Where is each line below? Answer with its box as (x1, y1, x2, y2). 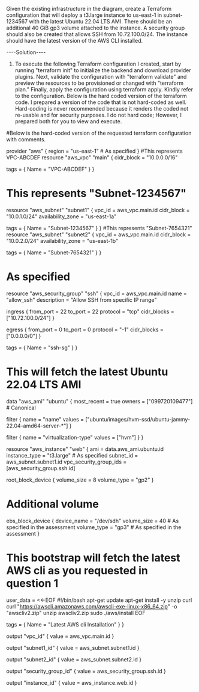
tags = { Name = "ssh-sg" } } (6, 344, 78, 351)
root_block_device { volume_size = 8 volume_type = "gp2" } (6, 476, 154, 483)
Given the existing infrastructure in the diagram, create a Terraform (6, 5, 172, 12)
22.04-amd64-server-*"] (6, 422, 68, 429)
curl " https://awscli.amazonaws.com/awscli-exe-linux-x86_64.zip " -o (6, 602, 177, 610)
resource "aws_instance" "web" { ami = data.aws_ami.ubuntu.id (6, 445, 164, 453)
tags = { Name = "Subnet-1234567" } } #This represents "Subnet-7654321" (6, 224, 192, 231)
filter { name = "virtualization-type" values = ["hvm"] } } (6, 433, 144, 441)
